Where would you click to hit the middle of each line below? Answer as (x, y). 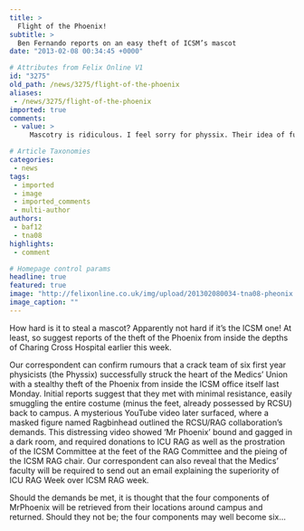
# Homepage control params (60, 269)
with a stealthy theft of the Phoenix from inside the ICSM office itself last (144, 384)
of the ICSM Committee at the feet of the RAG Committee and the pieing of (148, 451)
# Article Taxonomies (50, 152)
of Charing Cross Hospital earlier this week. (90, 347)
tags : (19, 176)
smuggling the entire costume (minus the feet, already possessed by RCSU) (151, 403)
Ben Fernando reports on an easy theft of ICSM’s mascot (127, 43)
